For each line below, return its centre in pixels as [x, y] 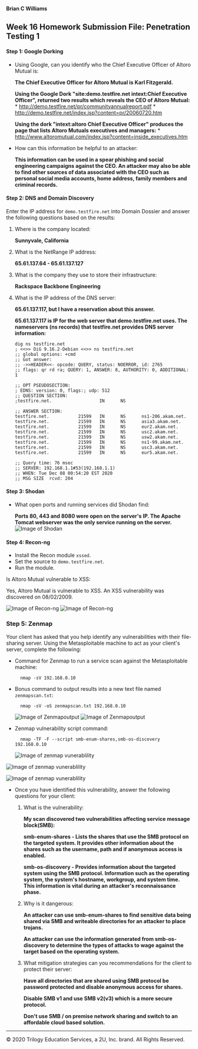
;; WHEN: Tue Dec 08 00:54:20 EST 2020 [64, 473]
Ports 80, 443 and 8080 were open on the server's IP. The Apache [98, 516]
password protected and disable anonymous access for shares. [103, 987]
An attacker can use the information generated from [89, 938]
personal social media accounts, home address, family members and [101, 178]
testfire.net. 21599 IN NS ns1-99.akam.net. [99, 442]
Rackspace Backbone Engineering [58, 286]
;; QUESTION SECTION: [41, 395]
